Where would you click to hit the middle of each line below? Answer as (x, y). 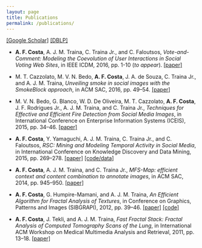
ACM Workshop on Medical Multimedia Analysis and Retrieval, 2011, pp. (105, 232)
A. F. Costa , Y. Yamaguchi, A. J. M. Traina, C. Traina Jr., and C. (93, 139)
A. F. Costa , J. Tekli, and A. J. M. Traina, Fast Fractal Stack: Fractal (99, 220)
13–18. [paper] (32, 239)
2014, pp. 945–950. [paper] (49, 183)
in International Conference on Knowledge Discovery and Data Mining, (103, 152)
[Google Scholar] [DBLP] (37, 41)
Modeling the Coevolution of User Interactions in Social (111, 59)
